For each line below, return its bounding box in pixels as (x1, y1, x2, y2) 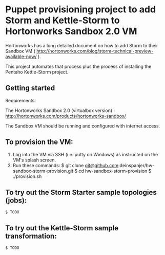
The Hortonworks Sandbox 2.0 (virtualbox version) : (5, 107, 115, 114)
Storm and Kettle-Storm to (5, 14, 120, 26)
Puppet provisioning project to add (5, 4, 156, 15)
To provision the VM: (5, 138, 73, 147)
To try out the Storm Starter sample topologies (5, 188, 157, 196)
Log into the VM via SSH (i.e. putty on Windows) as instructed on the (12, 151, 158, 157)
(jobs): (5, 196, 27, 205)
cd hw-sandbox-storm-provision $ (78, 168, 152, 174)
